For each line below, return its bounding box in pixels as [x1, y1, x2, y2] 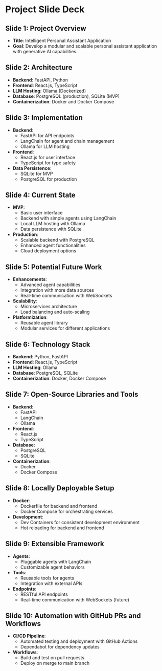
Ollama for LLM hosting [20, 143, 70, 149]
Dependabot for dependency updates [20, 644, 100, 650]
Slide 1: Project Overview [5, 24, 86, 33]
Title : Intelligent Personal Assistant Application [12, 37, 111, 44]
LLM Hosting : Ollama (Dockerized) [12, 88, 86, 94]
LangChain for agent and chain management [20, 138, 114, 144]
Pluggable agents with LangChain [20, 558, 91, 565]
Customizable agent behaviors [20, 564, 85, 570]
